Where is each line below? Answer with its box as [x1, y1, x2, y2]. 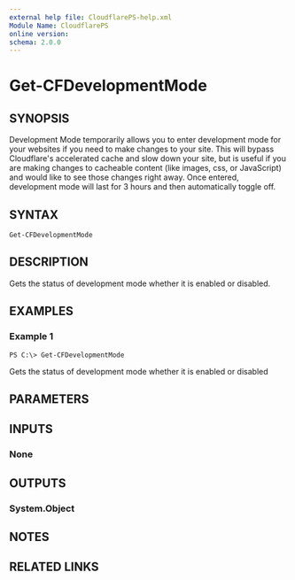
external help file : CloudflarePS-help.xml [9, 12, 173, 22]
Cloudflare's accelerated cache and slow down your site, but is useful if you [9, 153, 286, 164]
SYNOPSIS [9, 111, 70, 126]
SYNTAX [9, 207, 59, 222]
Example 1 [9, 330, 54, 343]
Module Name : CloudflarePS [9, 21, 109, 30]
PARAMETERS [9, 391, 89, 406]
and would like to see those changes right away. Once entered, [9, 172, 239, 182]
